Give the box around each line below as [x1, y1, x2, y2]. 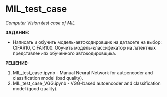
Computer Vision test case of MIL [5, 20, 75, 26]
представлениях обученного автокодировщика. [12, 50, 116, 56]
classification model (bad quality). [12, 75, 83, 81]
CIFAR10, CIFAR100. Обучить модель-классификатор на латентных [12, 44, 156, 51]
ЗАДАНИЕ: [5, 29, 30, 35]
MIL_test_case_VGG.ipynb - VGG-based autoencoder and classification [12, 80, 161, 86]
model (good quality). [12, 85, 58, 91]
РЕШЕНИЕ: [5, 60, 29, 66]
